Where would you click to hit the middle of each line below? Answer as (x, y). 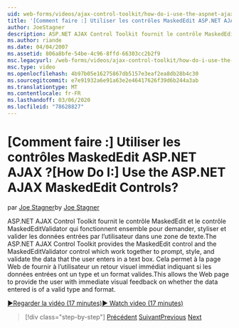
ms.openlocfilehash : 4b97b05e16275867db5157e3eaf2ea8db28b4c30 (103, 73)
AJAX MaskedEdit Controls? (93, 188)
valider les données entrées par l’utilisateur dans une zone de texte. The (112, 236)
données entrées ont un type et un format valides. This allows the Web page (118, 274)
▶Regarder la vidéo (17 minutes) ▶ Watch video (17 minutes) (95, 303)
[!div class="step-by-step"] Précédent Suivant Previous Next (113, 317)
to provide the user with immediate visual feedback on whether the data (113, 282)
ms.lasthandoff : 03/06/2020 (49, 101)
